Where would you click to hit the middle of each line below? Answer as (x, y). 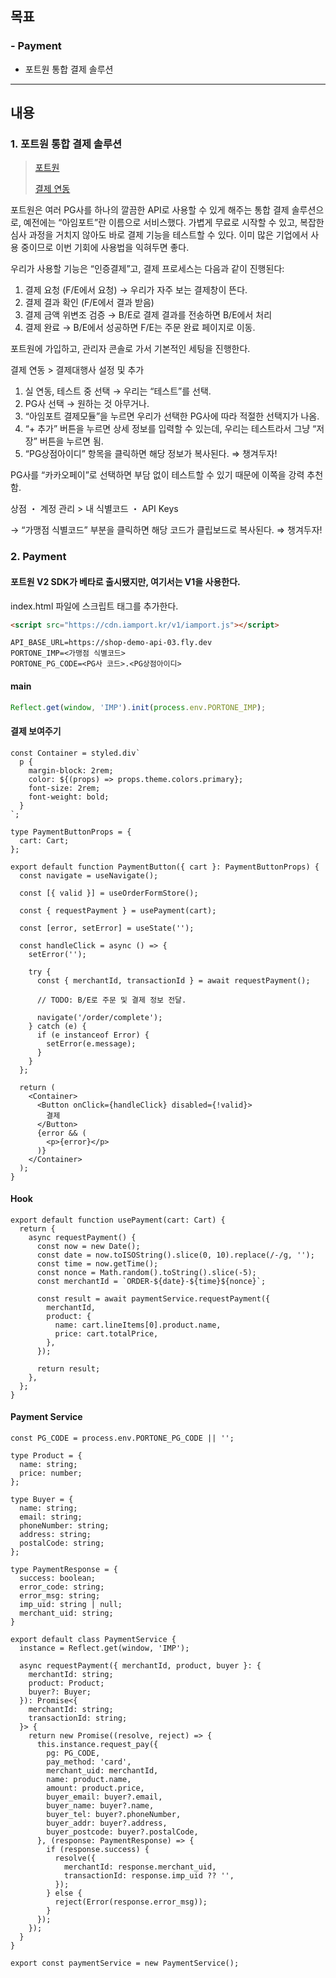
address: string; (55, 1535)
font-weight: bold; (69, 797)
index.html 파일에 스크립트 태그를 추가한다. (94, 606)
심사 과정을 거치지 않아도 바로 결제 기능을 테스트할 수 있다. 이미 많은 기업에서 (159, 235)
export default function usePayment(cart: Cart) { (118, 1220)
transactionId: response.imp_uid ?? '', (149, 1876)
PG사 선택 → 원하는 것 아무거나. (87, 404)
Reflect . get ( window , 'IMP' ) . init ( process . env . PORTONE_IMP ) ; (138, 707)
